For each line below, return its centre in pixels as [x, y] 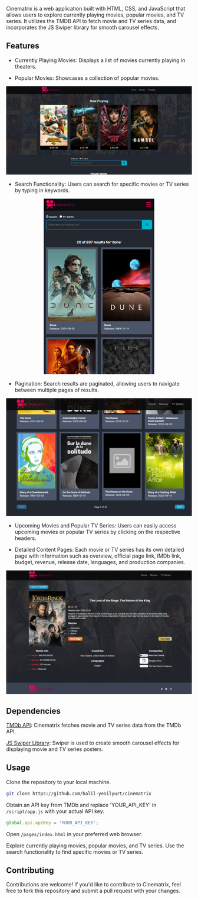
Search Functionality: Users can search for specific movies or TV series [102, 184]
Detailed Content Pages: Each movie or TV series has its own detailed [99, 550]
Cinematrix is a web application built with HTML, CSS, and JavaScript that [96, 9]
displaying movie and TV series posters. [55, 749]
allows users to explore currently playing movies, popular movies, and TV [95, 15]
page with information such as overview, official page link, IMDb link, [98, 556]
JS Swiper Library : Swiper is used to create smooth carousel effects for [93, 743]
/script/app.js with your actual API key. [55, 811]
